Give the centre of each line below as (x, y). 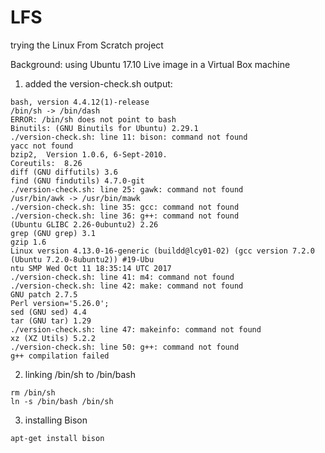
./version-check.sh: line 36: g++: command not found (125, 216)
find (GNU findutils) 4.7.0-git (77, 181)
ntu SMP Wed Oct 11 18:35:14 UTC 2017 (91, 268)
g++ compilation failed (60, 356)
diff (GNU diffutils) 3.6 (64, 172)
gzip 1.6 (28, 242)
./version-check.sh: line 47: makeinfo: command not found (136, 329)
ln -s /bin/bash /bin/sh (62, 401)
